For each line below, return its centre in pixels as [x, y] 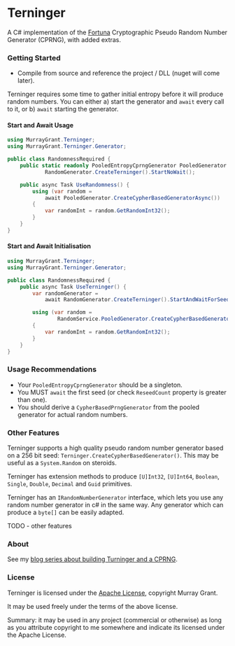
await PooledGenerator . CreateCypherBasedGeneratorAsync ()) [132, 198]
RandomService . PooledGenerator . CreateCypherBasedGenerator [145, 319]
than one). [32, 399]
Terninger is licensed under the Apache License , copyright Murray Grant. [113, 593]
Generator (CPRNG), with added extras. [64, 39]
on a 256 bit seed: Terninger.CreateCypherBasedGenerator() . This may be [113, 455]
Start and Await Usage [41, 125]
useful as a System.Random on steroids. [62, 462]
